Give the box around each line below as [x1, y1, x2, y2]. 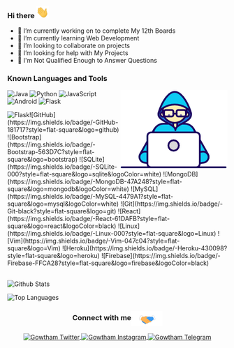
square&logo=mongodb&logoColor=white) [7, 184, 129, 193]
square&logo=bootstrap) [7, 155, 78, 163]
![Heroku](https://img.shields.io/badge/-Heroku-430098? [61, 243, 228, 252]
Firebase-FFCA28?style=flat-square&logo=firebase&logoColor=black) [7, 259, 210, 267]
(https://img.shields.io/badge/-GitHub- [7, 118, 119, 126]
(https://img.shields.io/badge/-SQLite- [7, 162, 117, 171]
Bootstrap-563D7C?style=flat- [7, 147, 95, 156]
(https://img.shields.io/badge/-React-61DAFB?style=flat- [7, 214, 170, 222]
